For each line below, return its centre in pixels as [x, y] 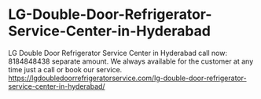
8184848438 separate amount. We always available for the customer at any [131, 61]
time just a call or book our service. [65, 69]
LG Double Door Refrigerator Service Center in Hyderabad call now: [118, 53]
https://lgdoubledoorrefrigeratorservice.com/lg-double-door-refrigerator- [127, 78]
